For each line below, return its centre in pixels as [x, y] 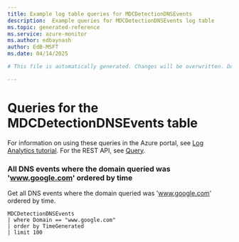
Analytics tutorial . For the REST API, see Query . [76, 150]
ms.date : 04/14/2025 [38, 54]
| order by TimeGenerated [46, 226]
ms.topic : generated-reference [54, 27]
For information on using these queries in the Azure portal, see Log [106, 142]
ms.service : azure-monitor [47, 34]
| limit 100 [25, 232]
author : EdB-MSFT [33, 47]
